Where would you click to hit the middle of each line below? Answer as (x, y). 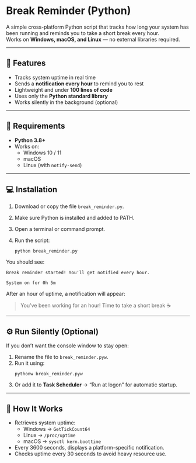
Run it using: (29, 363)
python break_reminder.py (46, 251)
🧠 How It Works (34, 408)
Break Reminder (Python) (69, 11)
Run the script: (32, 240)
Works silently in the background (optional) (66, 102)
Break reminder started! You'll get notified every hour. (78, 273)
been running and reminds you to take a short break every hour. (83, 33)
